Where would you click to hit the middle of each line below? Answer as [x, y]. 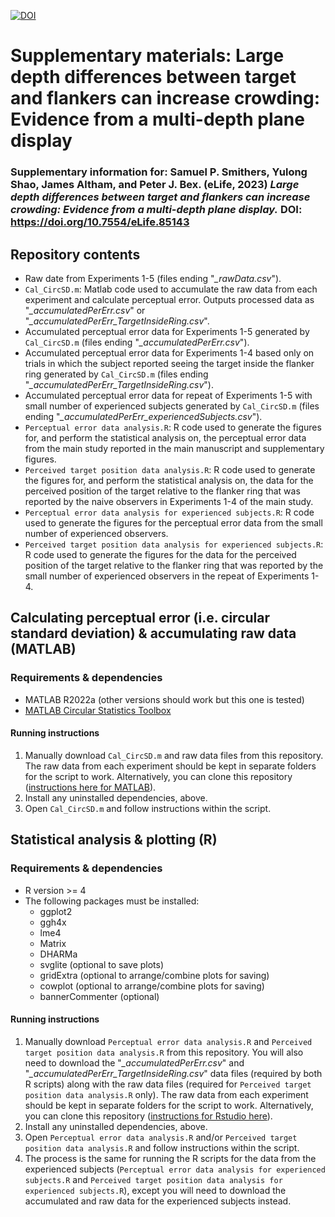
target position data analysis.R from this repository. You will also [164, 1052]
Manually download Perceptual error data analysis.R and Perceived [168, 1041]
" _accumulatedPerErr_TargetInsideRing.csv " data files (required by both [173, 1073]
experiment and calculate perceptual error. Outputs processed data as [169, 299]
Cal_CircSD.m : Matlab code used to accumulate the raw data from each [171, 289]
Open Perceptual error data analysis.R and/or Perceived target [161, 1137]
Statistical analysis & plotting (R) [114, 840]
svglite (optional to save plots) [102, 964]
